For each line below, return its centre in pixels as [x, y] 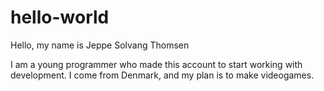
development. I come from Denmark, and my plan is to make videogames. [162, 75]
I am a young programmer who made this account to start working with [156, 64]
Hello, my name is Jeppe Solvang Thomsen [100, 45]
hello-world [60, 17]
